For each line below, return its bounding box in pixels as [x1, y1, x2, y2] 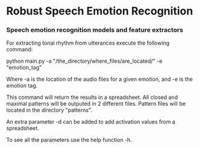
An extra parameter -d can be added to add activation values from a [6, 118, 176, 125]
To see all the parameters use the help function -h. [6, 136, 132, 144]
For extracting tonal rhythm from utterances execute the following [6, 39, 170, 46]
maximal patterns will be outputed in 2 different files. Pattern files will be [6, 100, 186, 107]
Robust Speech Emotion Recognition [6, 4, 194, 18]
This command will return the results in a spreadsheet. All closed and [6, 94, 178, 101]
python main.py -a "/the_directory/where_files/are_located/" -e [6, 57, 163, 65]
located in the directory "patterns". [6, 107, 92, 114]
